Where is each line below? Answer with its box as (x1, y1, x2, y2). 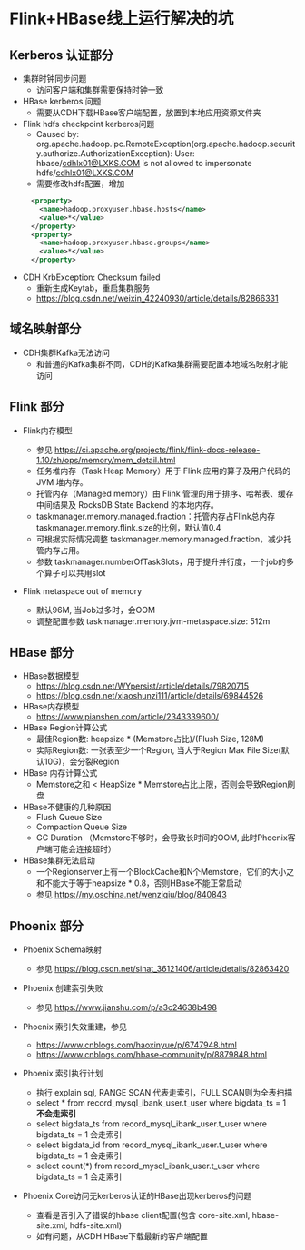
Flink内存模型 (22, 424, 73, 436)
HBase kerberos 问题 (22, 96, 102, 106)
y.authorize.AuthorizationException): (35, 148, 173, 159)
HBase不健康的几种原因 (22, 801, 112, 813)
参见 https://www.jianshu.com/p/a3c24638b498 (35, 1002, 218, 1013)
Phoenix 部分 (9, 918, 84, 934)
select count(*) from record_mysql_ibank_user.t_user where (35, 1160, 261, 1172)
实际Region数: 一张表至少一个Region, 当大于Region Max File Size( (35, 745, 281, 756)
